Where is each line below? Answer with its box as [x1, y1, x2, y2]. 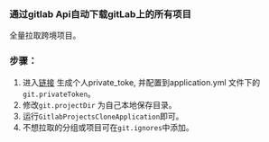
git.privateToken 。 [22, 88, 97, 99]
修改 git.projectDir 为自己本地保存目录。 [22, 99, 177, 110]
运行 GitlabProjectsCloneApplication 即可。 [22, 111, 184, 121]
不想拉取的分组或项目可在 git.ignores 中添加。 [22, 121, 194, 132]
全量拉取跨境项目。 [9, 30, 81, 41]
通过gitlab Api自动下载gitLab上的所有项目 [9, 7, 192, 20]
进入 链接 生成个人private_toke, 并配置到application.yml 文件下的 [22, 76, 261, 87]
